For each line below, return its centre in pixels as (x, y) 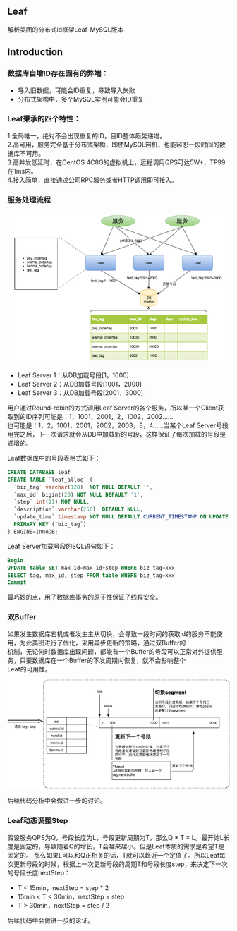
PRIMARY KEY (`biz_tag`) (50, 525)
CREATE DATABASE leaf (39, 472)
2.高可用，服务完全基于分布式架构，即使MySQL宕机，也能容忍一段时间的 (114, 145)
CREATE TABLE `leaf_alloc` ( (50, 480)
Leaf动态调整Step (38, 821)
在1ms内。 (22, 171)
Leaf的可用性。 (29, 669)
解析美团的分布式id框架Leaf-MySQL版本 (66, 29)
